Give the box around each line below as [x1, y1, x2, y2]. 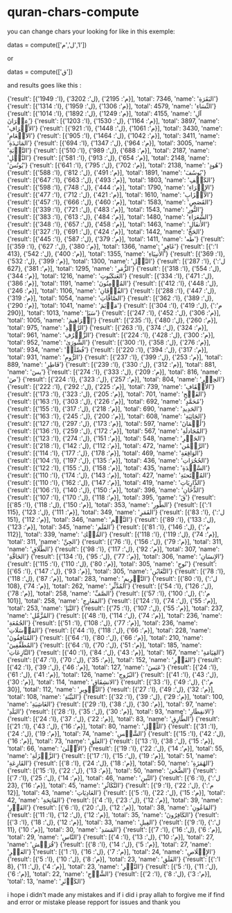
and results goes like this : [7, 81, 82, 89]
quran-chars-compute [7, 4, 140, 20]
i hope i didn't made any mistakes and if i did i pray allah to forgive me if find [7, 890, 225, 898]
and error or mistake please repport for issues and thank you [7, 898, 181, 906]
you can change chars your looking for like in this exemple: [7, 27, 175, 35]
